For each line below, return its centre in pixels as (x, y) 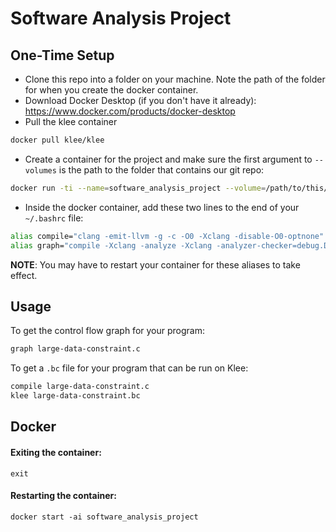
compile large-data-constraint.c (80, 387)
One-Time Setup (62, 55)
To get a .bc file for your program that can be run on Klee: (129, 368)
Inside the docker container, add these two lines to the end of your (162, 207)
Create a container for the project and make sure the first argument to (168, 159)
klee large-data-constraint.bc (75, 396)
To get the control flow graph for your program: (107, 331)
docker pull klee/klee (57, 140)
